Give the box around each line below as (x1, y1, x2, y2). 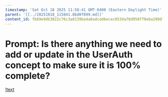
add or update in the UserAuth (5, 48, 133, 60)
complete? (5, 70, 50, 81)
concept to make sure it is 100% (5, 59, 141, 70)
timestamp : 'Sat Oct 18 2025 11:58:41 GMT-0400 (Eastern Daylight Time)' (5, 7, 162, 12)
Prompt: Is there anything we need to (5, 38, 162, 49)
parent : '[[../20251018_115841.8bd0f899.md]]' (5, 12, 104, 17)
